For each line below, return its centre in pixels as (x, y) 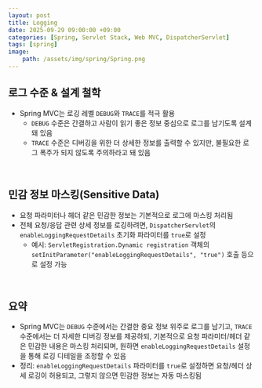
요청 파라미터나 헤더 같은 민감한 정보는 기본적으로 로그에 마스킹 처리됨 (126, 215)
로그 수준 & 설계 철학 (55, 93)
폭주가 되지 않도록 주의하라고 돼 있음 (95, 152)
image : (19, 52)
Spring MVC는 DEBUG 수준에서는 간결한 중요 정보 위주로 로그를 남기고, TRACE (136, 327)
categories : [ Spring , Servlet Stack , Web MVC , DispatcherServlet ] (119, 37)
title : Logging (33, 23)
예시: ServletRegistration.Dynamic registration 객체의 (120, 245)
